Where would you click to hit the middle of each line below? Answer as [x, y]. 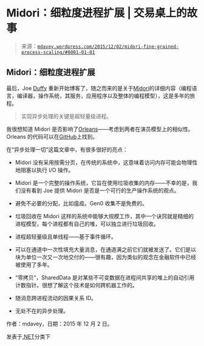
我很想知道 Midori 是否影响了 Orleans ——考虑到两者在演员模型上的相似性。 [100, 129]
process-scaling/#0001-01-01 [58, 52]
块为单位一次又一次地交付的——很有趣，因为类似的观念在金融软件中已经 [105, 257]
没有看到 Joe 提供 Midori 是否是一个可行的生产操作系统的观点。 [100, 190]
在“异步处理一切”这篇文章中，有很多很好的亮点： [67, 149]
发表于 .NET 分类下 [29, 336]
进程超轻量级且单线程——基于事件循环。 [66, 236]
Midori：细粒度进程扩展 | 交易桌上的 [97, 13]
